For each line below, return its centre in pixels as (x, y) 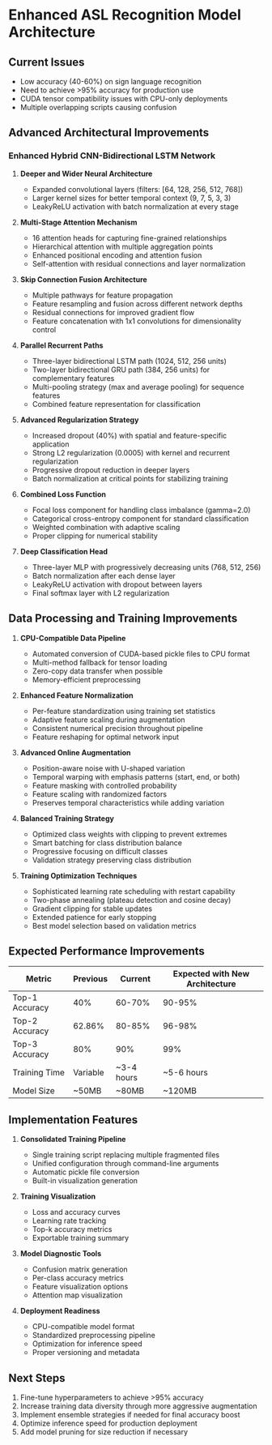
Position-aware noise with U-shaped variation (108, 768)
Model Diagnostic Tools (61, 1254)
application (51, 444)
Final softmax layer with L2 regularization (101, 592)
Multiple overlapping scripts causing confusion (98, 107)
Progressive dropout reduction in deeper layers (111, 470)
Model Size (34, 1091)
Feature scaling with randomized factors (100, 794)
